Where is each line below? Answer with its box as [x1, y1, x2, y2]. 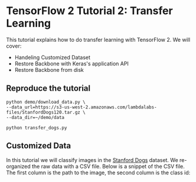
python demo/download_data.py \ [6, 99, 86, 105]
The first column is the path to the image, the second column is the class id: [6, 169, 191, 176]
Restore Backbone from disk [14, 66, 84, 73]
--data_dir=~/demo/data [6, 114, 65, 120]
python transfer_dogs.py [6, 125, 67, 131]
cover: [6, 42, 22, 49]
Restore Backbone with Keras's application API [14, 60, 129, 67]
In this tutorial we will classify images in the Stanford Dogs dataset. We [6, 156, 178, 163]
